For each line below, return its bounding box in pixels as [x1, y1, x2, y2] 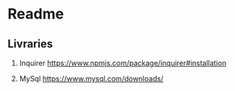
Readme [7, 5, 65, 23]
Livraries [7, 37, 53, 51]
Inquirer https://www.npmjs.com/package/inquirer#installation [19, 58, 227, 68]
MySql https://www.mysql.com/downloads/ [19, 74, 164, 83]
